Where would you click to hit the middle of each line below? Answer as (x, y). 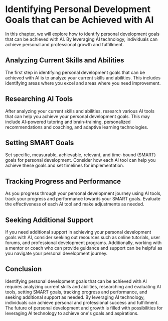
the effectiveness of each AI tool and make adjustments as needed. (75, 204)
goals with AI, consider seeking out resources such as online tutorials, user (83, 237)
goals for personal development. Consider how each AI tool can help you (80, 160)
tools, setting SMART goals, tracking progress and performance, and (76, 292)
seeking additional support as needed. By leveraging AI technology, (75, 297)
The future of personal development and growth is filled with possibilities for (84, 308)
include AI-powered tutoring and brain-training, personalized (68, 122)
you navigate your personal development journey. (56, 253)
